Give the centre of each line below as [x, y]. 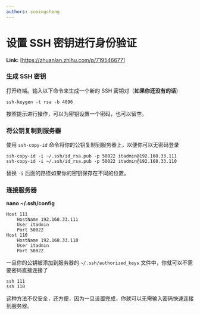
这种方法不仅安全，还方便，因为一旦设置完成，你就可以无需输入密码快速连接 [100, 298]
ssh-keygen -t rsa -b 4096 [40, 102]
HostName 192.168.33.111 [48, 220]
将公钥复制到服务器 [34, 131]
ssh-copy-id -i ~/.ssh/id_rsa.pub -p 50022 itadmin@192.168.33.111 [92, 156]
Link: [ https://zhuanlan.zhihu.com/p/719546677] [66, 60]
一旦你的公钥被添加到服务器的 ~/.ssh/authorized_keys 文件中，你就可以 [94, 262]
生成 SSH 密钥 [26, 76]
